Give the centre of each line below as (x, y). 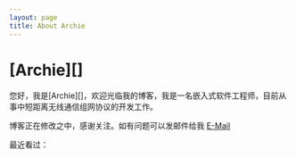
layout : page (33, 17)
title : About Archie (48, 26)
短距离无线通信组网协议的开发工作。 (91, 107)
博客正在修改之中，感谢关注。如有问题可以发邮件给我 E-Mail (120, 126)
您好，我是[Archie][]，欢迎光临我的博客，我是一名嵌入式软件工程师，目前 (144, 96)
